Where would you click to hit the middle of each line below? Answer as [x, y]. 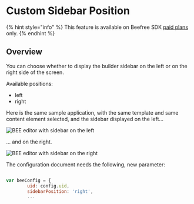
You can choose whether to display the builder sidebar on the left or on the [97, 66]
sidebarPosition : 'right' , [60, 191]
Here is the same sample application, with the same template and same [92, 112]
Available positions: [29, 83]
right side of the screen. [35, 72]
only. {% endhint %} [31, 33]
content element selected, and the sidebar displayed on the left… [85, 119]
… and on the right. [29, 142]
